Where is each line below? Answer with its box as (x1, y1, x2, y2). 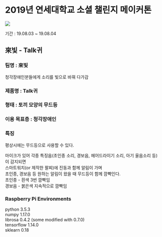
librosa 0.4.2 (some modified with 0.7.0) (5, 217, 85, 222)
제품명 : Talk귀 (5, 87, 38, 94)
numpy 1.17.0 (5, 211, 30, 217)
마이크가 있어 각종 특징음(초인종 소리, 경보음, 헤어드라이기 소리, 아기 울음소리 (5, 152, 151, 158)
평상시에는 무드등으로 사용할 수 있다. (5, 142, 74, 148)
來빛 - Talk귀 (5, 46, 42, 55)
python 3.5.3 (5, 206, 31, 212)
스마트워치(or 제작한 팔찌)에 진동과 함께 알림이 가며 (5, 164, 102, 170)
